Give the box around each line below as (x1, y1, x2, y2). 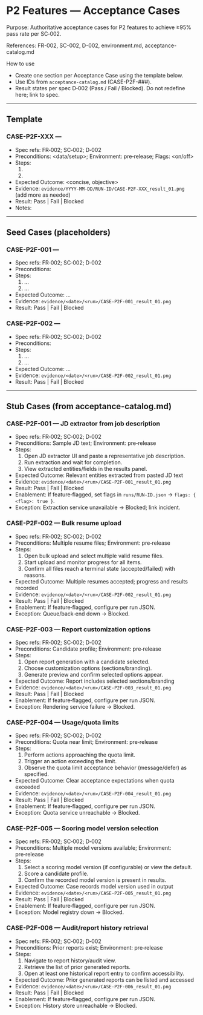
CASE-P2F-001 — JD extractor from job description (6, 419, 160, 427)
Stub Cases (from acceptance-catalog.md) (6, 401, 172, 412)
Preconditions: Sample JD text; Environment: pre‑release (14, 439, 156, 447)
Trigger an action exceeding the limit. (24, 758, 117, 765)
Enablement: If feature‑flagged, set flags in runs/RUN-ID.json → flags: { (14, 491, 196, 498)
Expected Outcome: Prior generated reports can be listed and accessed (14, 976, 195, 984)
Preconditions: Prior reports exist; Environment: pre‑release (14, 944, 163, 951)
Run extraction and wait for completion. (24, 459, 123, 466)
